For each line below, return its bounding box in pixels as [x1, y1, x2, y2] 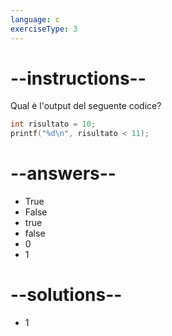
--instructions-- [10, 67, 147, 90]
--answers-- [10, 162, 117, 185]
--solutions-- [10, 284, 123, 306]
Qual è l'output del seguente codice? [10, 100, 162, 112]
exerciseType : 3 [10, 24, 78, 34]
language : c [10, 14, 60, 25]
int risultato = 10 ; [10, 119, 97, 130]
